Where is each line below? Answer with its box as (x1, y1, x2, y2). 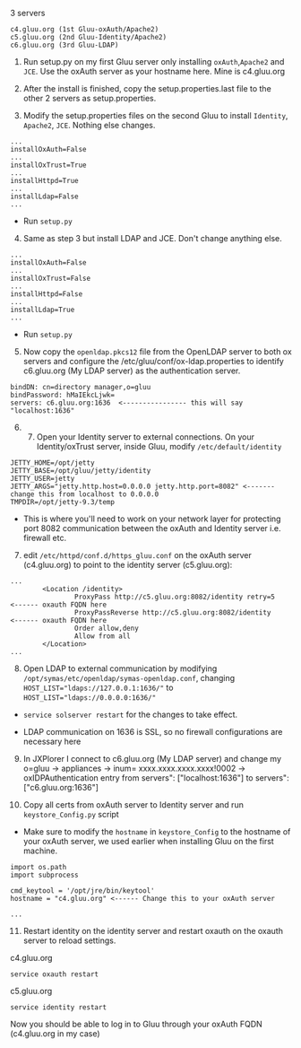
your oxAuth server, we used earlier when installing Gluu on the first (22, 836, 274, 846)
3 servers (10, 8, 46, 18)
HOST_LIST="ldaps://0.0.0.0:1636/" (22, 694, 157, 703)
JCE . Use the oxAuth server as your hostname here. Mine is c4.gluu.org (22, 66, 286, 76)
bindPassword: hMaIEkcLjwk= (10, 390, 116, 399)
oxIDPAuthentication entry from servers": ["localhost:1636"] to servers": (22, 773, 289, 783)
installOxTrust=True (10, 161, 88, 170)
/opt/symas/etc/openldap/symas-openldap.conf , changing (22, 673, 236, 683)
